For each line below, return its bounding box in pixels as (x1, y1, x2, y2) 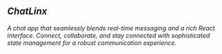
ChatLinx (7, 6, 48, 17)
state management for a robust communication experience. (7, 38, 177, 47)
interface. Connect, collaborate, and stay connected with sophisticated (7, 31, 210, 39)
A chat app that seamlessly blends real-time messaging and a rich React (7, 24, 215, 32)
